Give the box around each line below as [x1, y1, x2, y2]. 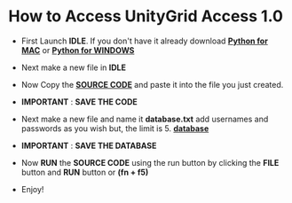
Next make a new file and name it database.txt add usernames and [20, 113, 269, 124]
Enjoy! [20, 183, 44, 194]
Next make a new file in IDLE [20, 62, 126, 73]
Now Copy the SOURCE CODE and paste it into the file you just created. [20, 79, 284, 90]
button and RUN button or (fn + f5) [20, 167, 149, 177]
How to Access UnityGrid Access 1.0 [8, 6, 283, 27]
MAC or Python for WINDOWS [20, 44, 135, 55]
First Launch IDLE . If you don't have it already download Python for [20, 35, 268, 46]
